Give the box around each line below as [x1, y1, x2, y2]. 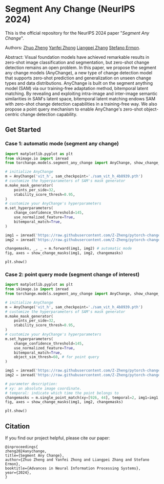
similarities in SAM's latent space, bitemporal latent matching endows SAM [5, 95, 156, 101]
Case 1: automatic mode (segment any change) [5, 140, 119, 147]
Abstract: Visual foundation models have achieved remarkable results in [5, 54, 150, 60]
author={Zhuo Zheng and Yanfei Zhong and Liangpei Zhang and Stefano [5, 457, 150, 462]
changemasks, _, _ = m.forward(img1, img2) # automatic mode [5, 246, 132, 251]
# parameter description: [5, 381, 58, 386]
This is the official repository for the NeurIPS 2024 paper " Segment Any [5, 30, 150, 36]
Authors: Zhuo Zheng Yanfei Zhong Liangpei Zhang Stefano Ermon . [5, 45, 141, 50]
